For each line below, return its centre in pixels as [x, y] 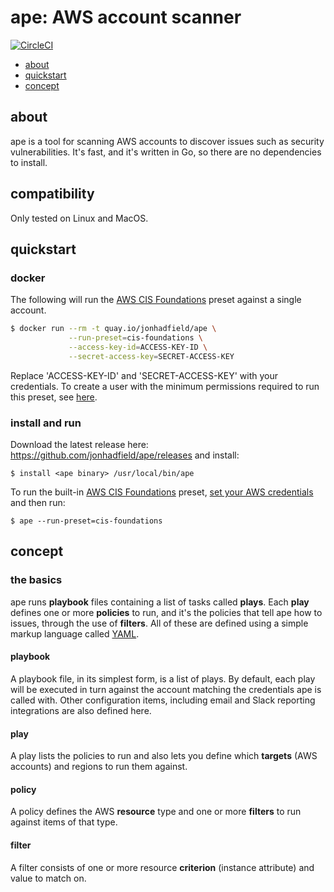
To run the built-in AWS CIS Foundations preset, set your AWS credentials [162, 492]
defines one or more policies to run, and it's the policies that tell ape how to [166, 612]
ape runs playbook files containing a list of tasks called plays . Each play [160, 602]
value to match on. [48, 878]
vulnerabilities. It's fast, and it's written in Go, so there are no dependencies [166, 152]
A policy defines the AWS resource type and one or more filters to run [156, 812]
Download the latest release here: [79, 445]
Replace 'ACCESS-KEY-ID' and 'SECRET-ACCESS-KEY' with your [144, 375]
